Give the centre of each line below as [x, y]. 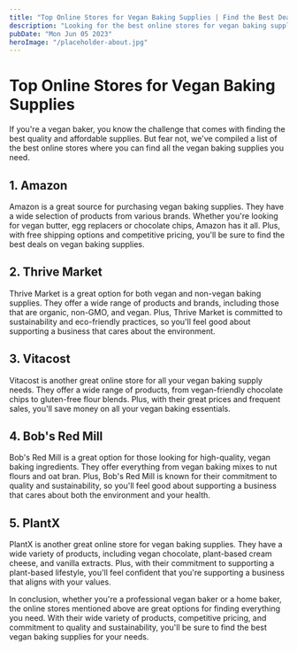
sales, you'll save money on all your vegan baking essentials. [120, 408]
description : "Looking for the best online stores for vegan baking [138, 26]
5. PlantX [34, 523]
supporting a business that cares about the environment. [112, 331]
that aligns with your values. [61, 582]
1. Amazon [38, 186]
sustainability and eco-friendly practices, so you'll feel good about [130, 322]
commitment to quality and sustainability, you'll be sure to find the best [138, 628]
